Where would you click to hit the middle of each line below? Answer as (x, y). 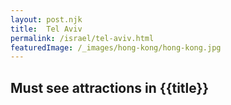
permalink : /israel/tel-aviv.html (82, 38)
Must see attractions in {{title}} (110, 87)
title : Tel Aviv (46, 29)
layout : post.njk (46, 19)
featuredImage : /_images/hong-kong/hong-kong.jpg (116, 47)
